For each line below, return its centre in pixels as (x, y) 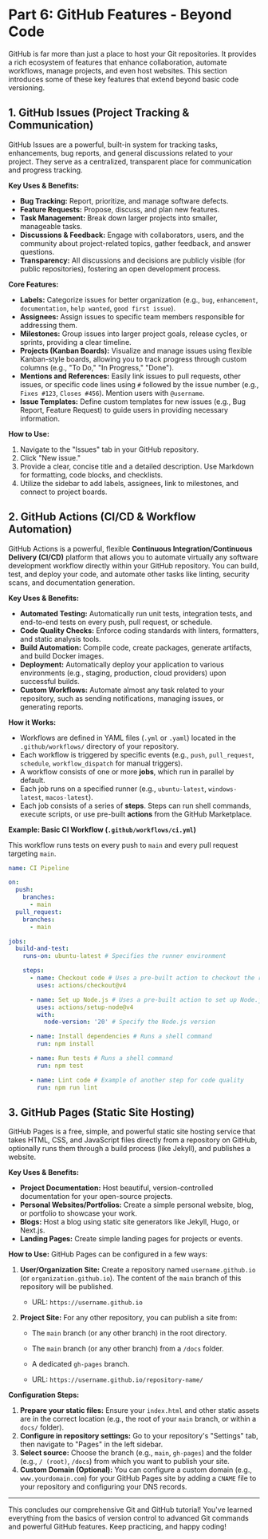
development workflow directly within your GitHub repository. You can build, (134, 565)
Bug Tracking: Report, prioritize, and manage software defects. (124, 200)
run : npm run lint (67, 1087)
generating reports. (51, 706)
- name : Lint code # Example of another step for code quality (137, 1080)
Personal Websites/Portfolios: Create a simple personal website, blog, (136, 1205)
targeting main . (32, 853)
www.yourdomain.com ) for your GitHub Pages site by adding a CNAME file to (138, 1478)
